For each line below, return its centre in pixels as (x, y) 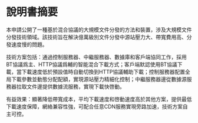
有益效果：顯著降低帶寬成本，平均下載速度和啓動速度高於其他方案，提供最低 (99, 99)
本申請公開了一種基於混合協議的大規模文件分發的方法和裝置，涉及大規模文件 (99, 30)
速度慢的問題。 (29, 44)
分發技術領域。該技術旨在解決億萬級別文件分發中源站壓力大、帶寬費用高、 (96, 37)
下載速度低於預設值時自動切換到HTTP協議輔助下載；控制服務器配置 (103, 72)
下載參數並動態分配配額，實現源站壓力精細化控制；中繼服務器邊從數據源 (99, 79)
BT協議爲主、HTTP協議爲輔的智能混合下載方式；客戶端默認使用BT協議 (92, 64)
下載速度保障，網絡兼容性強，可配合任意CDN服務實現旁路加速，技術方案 (94, 106)
